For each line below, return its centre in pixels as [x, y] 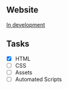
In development [26, 24]
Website [22, 10]
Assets [24, 72]
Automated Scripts [38, 79]
